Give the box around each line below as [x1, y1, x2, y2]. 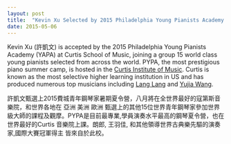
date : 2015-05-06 [7, 23, 57, 30]
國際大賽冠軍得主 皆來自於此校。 [15, 129, 108, 137]
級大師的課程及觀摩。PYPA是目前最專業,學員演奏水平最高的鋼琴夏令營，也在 [7, 111, 225, 120]
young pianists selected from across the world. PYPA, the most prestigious [7, 58, 220, 66]
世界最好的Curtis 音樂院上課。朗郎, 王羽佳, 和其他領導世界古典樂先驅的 [7, 120, 209, 129]
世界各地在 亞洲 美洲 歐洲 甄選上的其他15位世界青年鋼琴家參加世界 [30, 103, 220, 111]
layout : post [7, 10, 45, 17]
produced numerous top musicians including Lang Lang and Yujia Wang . [7, 80, 214, 89]
